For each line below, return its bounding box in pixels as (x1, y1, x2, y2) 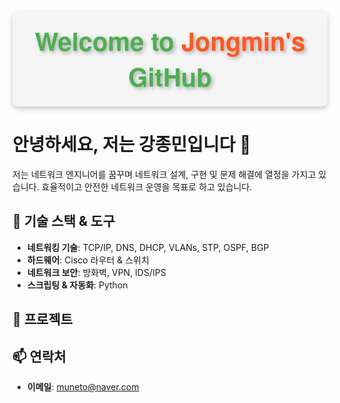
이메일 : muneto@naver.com (26, 380, 140, 393)
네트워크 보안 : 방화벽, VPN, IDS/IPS (26, 266, 167, 278)
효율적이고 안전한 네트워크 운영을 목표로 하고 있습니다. (41, 180, 253, 193)
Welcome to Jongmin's (34, 22, 306, 59)
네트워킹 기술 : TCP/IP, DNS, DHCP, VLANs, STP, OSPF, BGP (26, 241, 270, 253)
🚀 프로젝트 (12, 311, 74, 328)
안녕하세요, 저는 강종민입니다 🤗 (12, 134, 252, 156)
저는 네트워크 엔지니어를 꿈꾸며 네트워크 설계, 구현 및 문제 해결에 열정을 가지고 (12, 168, 317, 180)
